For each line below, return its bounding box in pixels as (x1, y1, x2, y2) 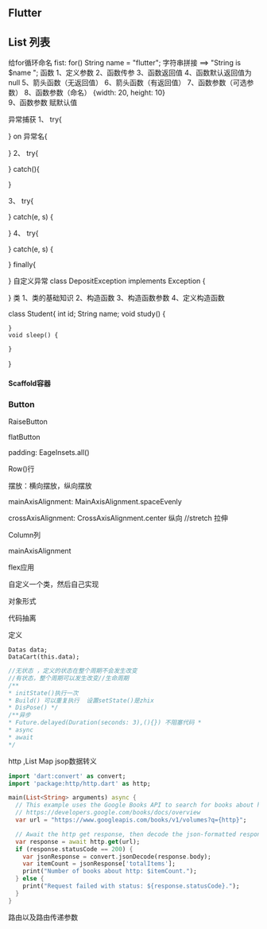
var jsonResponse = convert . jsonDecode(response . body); (22, 853, 212, 861)
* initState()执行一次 (8, 689, 79, 697)
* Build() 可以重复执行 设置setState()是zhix (8, 696, 155, 705)
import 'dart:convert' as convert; (8, 772, 126, 780)
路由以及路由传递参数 (8, 912, 78, 922)
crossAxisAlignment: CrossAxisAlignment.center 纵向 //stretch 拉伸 (8, 513, 229, 523)
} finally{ (8, 260, 37, 270)
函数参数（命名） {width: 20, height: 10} (35, 87, 165, 98)
